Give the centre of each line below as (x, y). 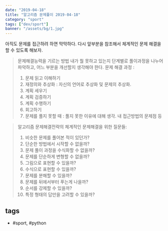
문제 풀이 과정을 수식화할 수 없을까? (60, 150)
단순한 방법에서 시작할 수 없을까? (57, 144)
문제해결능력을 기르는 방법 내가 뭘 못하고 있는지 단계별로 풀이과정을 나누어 (90, 61)
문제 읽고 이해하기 (43, 78)
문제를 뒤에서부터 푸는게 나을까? (57, 182)
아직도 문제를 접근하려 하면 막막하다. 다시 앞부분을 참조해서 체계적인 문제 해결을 (83, 44)
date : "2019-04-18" (26, 10)
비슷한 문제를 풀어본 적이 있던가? (57, 138)
